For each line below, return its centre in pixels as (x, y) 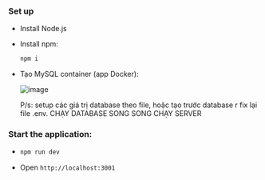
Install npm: (39, 44)
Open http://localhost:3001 (67, 168)
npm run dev (40, 152)
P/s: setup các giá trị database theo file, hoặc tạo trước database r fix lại (138, 105)
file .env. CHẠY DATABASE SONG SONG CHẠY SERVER (111, 114)
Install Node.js (43, 29)
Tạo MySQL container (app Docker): (79, 74)
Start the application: (50, 134)
